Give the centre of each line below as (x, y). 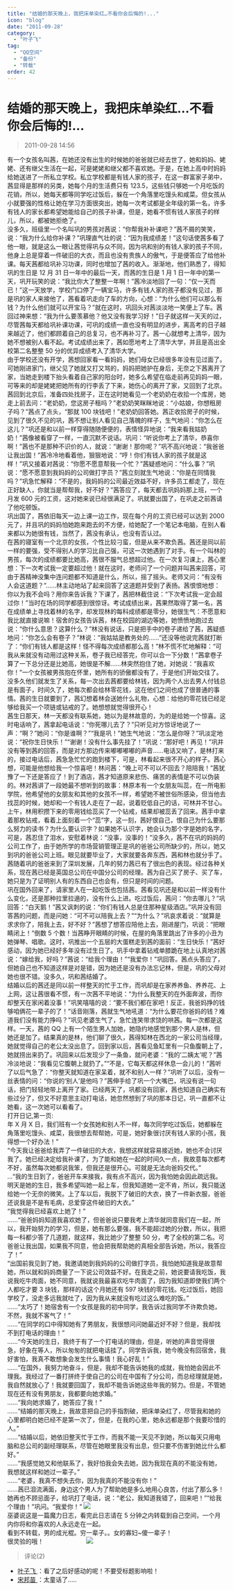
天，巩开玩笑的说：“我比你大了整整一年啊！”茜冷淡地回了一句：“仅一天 (109, 282)
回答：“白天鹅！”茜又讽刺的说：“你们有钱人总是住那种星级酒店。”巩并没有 (111, 907)
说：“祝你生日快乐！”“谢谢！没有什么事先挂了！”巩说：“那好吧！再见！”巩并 (115, 742)
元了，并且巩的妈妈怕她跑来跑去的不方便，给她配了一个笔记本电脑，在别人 (113, 525)
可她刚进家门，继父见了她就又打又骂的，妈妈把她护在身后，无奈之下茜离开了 (116, 368)
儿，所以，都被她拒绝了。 (44, 220)
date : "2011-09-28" (35, 26)
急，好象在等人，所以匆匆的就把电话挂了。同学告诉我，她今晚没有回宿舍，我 (116, 1350)
